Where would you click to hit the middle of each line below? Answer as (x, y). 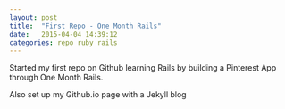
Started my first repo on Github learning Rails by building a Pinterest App (143, 68)
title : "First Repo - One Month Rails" (86, 26)
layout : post (34, 17)
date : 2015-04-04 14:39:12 (63, 34)
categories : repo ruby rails (63, 42)
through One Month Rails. (56, 78)
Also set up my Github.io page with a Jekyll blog (98, 95)
